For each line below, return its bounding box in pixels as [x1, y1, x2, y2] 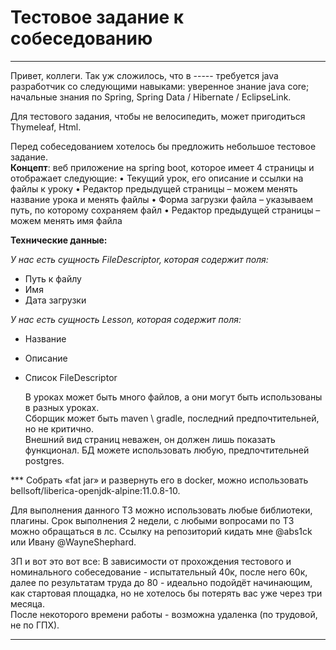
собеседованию [10, 27, 153, 50]
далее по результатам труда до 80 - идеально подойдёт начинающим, [10, 576, 313, 588]
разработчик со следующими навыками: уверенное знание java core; [10, 80, 310, 92]
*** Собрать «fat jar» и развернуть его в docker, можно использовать [10, 474, 309, 486]
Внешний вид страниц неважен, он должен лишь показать [24, 433, 276, 445]
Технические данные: [10, 234, 108, 246]
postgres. [24, 454, 65, 466]
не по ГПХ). [10, 619, 60, 631]
